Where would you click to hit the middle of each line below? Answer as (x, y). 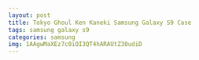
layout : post (29, 15)
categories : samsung (42, 37)
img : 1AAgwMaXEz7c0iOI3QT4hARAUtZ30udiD (76, 44)
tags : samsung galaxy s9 (49, 30)
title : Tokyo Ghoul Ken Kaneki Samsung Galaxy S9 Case (100, 23)
